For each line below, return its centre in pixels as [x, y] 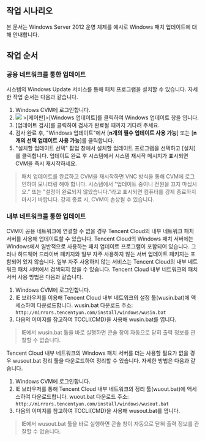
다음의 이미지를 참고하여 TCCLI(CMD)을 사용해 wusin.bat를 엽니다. [96, 319]
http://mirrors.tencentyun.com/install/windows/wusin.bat [91, 313]
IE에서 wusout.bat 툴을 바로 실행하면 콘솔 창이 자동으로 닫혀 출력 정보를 [107, 423]
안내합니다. [26, 34]
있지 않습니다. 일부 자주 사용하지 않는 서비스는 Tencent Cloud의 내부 [104, 261]
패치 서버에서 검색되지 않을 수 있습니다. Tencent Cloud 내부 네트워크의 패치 [108, 269]
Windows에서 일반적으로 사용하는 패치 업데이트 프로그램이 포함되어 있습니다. [98, 246]
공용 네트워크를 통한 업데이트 [46, 75]
